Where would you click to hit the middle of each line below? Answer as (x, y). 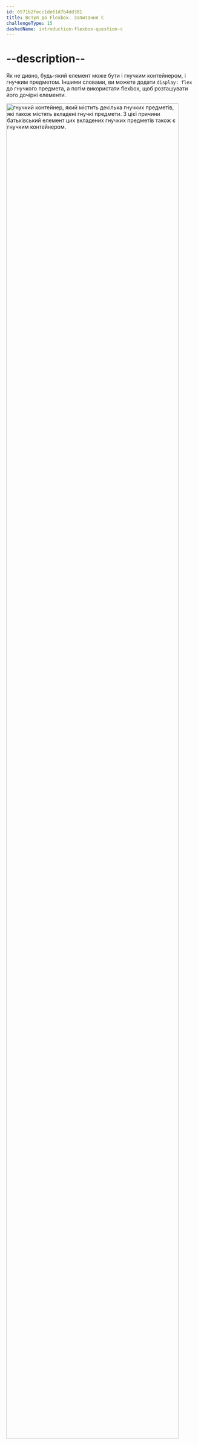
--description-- (46, 59)
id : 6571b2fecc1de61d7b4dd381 (45, 12)
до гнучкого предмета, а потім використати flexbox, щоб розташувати (97, 89)
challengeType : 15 (29, 23)
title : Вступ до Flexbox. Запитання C (55, 18)
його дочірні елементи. (36, 95)
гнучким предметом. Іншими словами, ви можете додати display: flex (99, 82)
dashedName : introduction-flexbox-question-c (64, 29)
